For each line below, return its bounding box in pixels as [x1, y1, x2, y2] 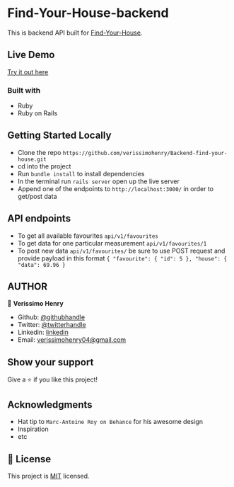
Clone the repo [17, 148, 62, 156]
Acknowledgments [7, 399, 93, 411]
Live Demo [7, 49, 55, 61]
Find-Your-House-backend [7, 5, 169, 21]
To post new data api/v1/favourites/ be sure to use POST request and [17, 246, 226, 255]
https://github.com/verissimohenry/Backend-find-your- [62, 149, 228, 156]
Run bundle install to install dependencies [17, 169, 145, 178]
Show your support [7, 356, 94, 368]
